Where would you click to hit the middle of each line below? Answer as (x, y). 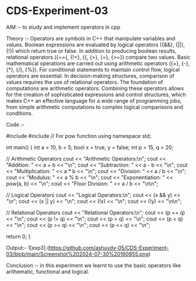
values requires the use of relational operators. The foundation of (85, 82)
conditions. (20, 113)
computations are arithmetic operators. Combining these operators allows (95, 88)
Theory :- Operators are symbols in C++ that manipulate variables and (91, 38)
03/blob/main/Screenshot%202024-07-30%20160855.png (78, 254)
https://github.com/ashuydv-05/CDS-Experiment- (109, 248)
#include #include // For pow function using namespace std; (79, 136)
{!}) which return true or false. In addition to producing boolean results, (91, 50)
